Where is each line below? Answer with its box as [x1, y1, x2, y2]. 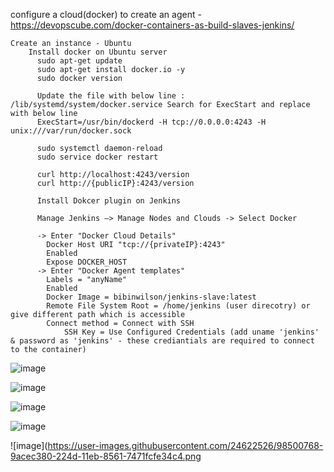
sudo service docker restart [36, 152, 159, 162]
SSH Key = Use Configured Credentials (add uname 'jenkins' [63, 327, 320, 337]
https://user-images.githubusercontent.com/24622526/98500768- [47, 440, 324, 451]
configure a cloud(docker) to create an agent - [10, 9, 202, 20]
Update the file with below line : [36, 91, 186, 101]
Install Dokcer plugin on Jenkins [36, 196, 182, 206]
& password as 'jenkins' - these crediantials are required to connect [10, 336, 315, 346]
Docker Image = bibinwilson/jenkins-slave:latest [46, 292, 257, 302]
